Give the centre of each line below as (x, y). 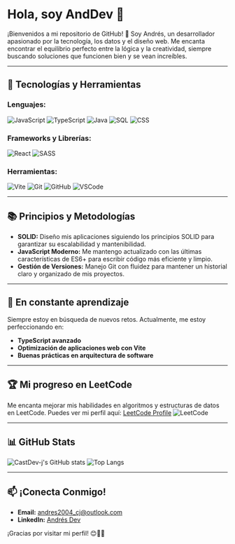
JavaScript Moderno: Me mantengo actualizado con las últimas (109, 252)
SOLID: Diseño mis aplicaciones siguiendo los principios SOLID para (116, 237)
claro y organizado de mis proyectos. (71, 274)
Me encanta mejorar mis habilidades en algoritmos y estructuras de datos (113, 405)
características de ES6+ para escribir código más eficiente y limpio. (115, 259)
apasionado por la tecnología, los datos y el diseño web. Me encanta (106, 41)
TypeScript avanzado (49, 340)
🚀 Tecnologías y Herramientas (74, 84)
